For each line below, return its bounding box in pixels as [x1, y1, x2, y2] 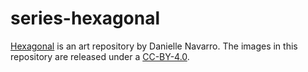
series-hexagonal [10, 7, 161, 30]
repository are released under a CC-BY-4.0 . [10, 50, 190, 62]
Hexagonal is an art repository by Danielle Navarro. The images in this [10, 40, 298, 52]
